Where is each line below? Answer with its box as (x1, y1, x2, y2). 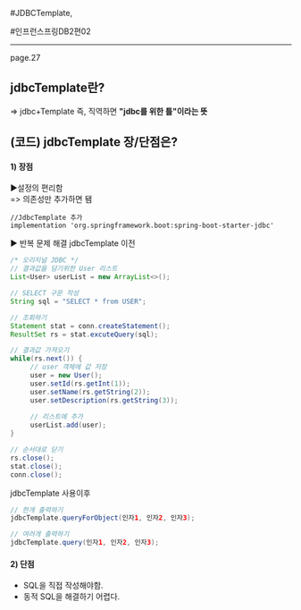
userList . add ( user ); (29, 420, 106, 430)
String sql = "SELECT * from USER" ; (10, 297, 146, 306)
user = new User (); (29, 371, 103, 380)
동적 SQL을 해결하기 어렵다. (22, 591, 121, 602)
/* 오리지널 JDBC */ (10, 256, 79, 265)
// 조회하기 (10, 313, 47, 322)
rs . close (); (10, 453, 54, 462)
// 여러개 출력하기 (10, 530, 70, 539)
